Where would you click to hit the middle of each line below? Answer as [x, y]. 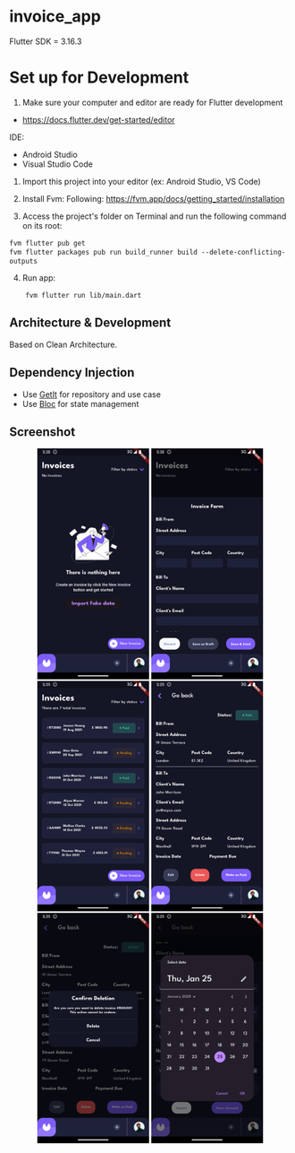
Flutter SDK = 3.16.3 [46, 41]
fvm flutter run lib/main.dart [84, 295]
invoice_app [55, 17]
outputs [24, 261]
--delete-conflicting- [243, 252]
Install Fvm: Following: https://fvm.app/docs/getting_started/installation [153, 198]
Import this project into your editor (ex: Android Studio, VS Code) [141, 181]
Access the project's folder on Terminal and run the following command [154, 216]
